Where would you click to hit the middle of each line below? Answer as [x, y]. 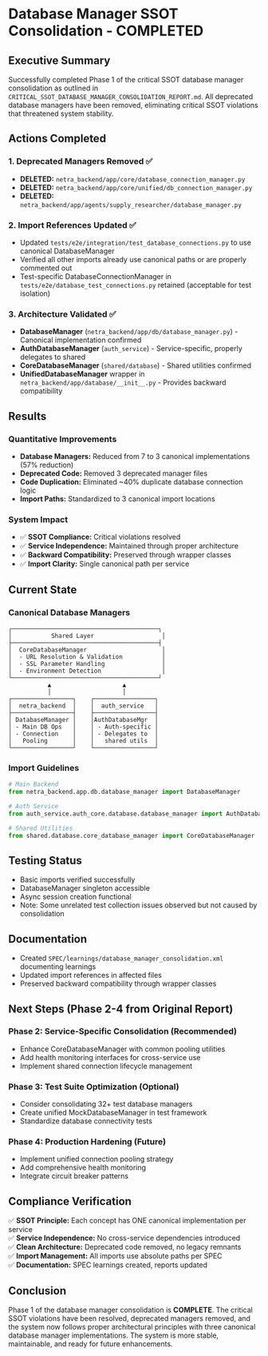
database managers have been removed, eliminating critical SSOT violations [133, 105]
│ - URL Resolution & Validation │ [87, 656]
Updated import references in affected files [91, 975]
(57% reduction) [47, 465]
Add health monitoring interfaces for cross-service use [110, 1057]
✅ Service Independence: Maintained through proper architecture [129, 546]
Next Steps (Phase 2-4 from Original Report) [121, 1009]
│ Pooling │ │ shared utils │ [83, 740]
